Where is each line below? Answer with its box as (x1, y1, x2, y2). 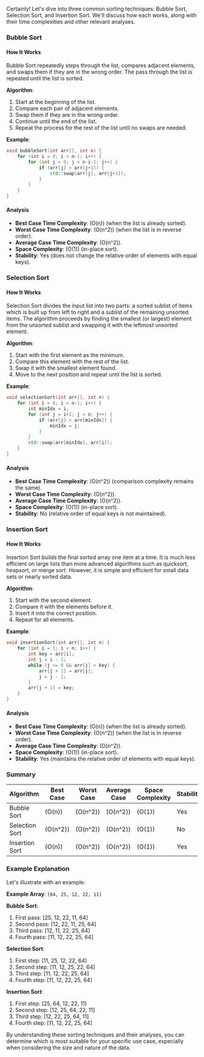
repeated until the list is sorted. (6, 75, 84, 82)
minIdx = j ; (49, 423, 80, 429)
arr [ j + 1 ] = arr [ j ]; (38, 668, 94, 674)
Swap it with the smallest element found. (15, 364, 117, 372)
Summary (6, 771, 36, 779)
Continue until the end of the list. (15, 118, 97, 125)
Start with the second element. (15, 597, 92, 604)
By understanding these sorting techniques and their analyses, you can (6, 1031, 185, 1038)
